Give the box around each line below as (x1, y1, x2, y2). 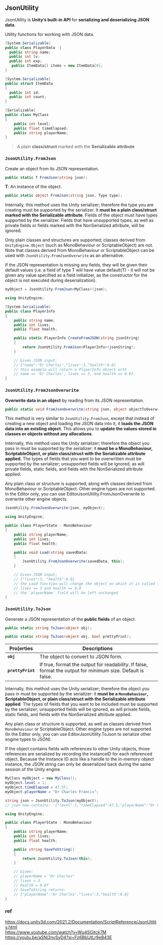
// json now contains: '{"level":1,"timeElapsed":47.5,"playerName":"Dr (5, 803, 155, 808)
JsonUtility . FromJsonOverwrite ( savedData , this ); (22, 559, 125, 564)
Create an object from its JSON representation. (5, 166, 99, 171)
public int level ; (14, 121, 51, 126)
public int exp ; (9, 59, 42, 64)
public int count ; (9, 95, 47, 99)
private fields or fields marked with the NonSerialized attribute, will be (5, 223, 145, 229)
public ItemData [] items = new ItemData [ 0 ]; (11, 63, 103, 68)
